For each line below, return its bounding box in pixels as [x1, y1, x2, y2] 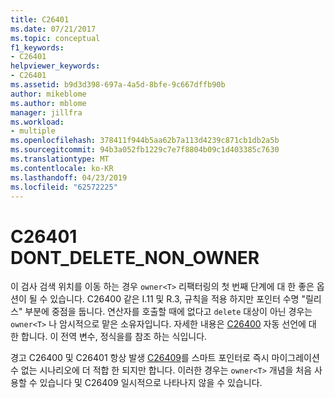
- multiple [10, 126, 56, 136]
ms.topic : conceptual [10, 33, 101, 43]
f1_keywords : [10, 42, 65, 53]
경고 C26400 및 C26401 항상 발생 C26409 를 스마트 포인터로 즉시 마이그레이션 [10, 352, 320, 364]
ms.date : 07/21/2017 [10, 24, 97, 34]
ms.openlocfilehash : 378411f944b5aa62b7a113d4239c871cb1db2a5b [10, 136, 280, 146]
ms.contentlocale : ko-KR [10, 163, 114, 173]
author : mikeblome [10, 89, 87, 99]
